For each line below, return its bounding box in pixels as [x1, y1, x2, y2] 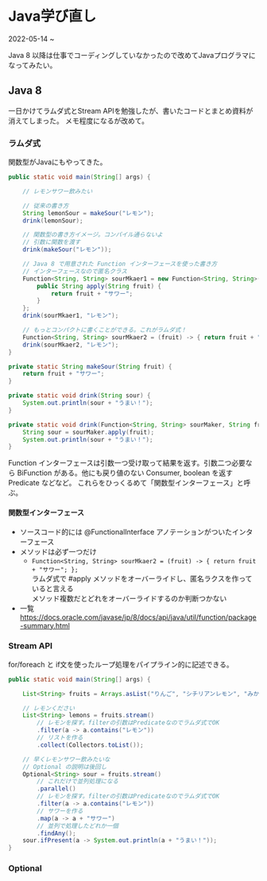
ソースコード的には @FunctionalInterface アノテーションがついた [19, 527, 233, 536]
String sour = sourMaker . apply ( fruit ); [22, 428, 155, 436]
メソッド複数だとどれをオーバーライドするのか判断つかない [31, 593, 227, 603]
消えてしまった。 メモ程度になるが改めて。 [8, 116, 149, 126]
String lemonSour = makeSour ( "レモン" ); [22, 209, 155, 217]
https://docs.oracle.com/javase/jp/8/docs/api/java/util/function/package [19, 612, 257, 622]
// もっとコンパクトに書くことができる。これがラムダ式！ [22, 327, 187, 334]
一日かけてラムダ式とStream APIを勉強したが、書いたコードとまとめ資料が [8, 106, 253, 115]
